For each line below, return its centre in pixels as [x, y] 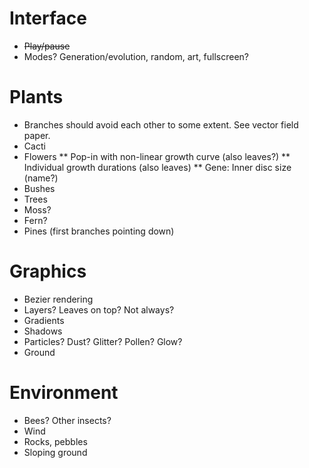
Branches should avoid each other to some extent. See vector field [161, 124]
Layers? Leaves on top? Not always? [99, 309]
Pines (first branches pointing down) [99, 231]
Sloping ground [55, 452]
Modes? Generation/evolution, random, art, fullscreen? [136, 56]
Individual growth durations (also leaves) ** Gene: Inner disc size [157, 167]
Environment [64, 393]
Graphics [48, 271]
